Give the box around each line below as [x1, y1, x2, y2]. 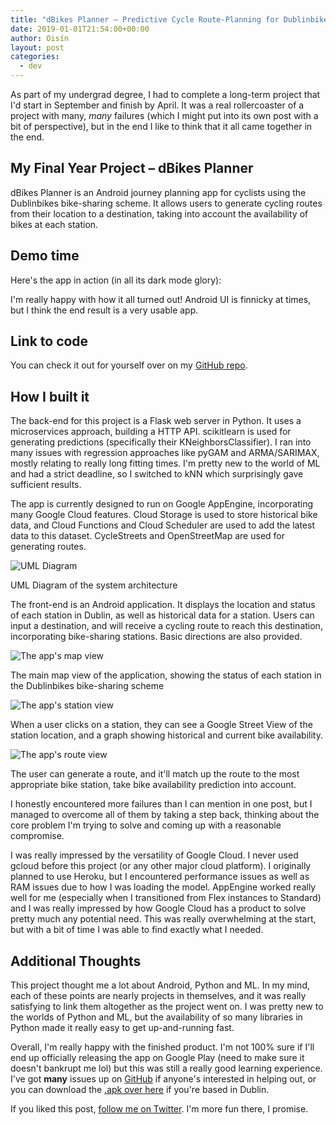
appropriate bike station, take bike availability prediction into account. [10, 779, 297, 791]
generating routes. [10, 541, 87, 553]
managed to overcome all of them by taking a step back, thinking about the [10, 809, 320, 821]
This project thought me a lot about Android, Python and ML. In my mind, [10, 979, 310, 991]
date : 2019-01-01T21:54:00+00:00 [10, 24, 150, 34]
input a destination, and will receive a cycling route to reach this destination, [10, 620, 323, 632]
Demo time [10, 247, 80, 265]
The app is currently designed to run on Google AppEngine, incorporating [10, 498, 313, 510]
